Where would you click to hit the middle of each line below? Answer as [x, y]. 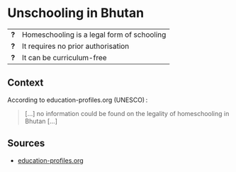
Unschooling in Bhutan [75, 13]
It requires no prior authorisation [75, 46]
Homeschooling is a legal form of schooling [94, 35]
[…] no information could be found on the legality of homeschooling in [127, 113]
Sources [26, 143]
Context [26, 83]
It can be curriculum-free [64, 57]
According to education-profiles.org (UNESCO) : [78, 100]
